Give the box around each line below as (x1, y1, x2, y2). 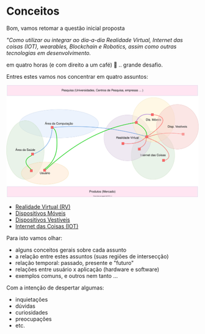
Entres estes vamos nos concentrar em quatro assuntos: (6, 73, 148, 80)
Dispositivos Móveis (15, 209, 66, 217)
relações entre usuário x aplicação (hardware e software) (15, 266, 160, 273)
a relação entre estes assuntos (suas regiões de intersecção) (15, 252, 169, 260)
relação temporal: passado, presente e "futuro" (15, 259, 134, 266)
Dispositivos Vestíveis (15, 216, 70, 223)
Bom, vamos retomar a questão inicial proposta (6, 24, 125, 32)
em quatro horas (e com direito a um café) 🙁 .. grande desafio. (6, 61, 163, 68)
